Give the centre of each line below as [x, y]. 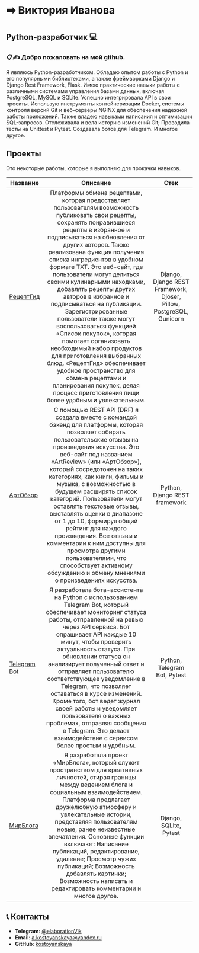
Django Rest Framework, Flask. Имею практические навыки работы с [93, 85]
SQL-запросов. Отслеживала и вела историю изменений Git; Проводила [98, 122]
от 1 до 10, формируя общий [96, 521]
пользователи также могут [96, 318]
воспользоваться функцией [96, 326]
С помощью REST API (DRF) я [96, 410]
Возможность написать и [96, 881]
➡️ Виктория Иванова [61, 10]
